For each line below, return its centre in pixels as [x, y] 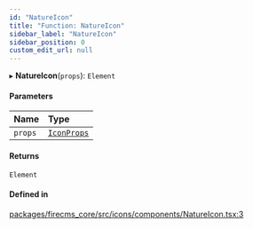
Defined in [29, 194]
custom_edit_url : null [51, 51]
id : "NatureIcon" [41, 17]
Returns [24, 155]
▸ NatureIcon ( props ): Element [62, 75]
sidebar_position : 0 [47, 42]
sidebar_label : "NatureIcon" [63, 34]
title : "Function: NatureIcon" [67, 26]
